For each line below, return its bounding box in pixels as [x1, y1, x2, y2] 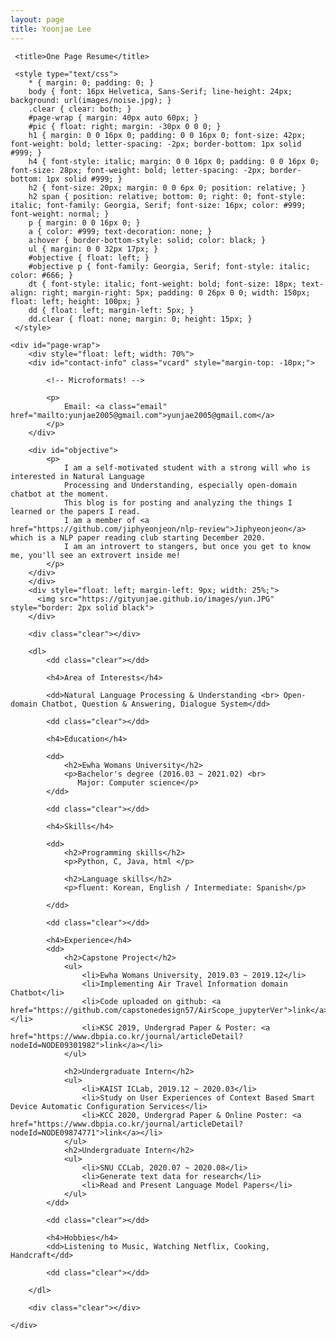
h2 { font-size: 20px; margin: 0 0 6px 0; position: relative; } [28, 182, 307, 193]
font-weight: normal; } [10, 209, 110, 219]
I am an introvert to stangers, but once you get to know [63, 541, 311, 551]
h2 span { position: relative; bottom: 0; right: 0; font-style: [28, 191, 307, 201]
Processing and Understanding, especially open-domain [63, 480, 298, 490]
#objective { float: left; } [28, 252, 150, 263]
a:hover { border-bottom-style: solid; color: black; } [28, 235, 267, 245]
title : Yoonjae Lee [10, 24, 92, 34]
